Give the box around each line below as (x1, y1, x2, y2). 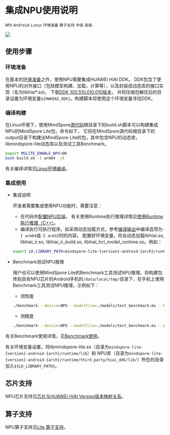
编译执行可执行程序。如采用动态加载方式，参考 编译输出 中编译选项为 (20, 226, 163, 232)
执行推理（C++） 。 (20, 219, 59, 226)
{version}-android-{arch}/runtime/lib (5, 351, 87, 356)
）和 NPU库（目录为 (87, 350, 129, 356)
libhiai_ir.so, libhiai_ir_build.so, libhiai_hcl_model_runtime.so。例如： (20, 239, 162, 245)
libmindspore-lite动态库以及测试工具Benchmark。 (5, 141, 109, 147)
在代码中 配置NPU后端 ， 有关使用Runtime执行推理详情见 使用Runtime (20, 213, 163, 219)
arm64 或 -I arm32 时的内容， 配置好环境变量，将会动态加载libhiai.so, (24, 232, 165, 239)
